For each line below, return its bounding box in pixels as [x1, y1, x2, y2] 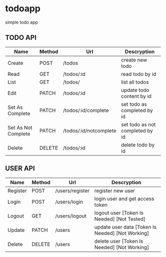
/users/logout [55, 212, 86, 219]
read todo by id [121, 70, 157, 77]
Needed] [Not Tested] [94, 215, 146, 222]
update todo [121, 87, 150, 94]
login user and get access [94, 195, 155, 202]
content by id [121, 93, 152, 99]
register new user [94, 187, 135, 194]
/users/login [55, 198, 83, 205]
